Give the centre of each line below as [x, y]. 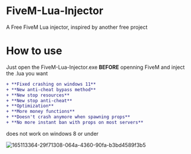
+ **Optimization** [30, 106]
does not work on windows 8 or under [52, 133]
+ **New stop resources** [38, 95]
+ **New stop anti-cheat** [39, 101]
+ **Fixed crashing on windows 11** [51, 84]
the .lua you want [27, 73]
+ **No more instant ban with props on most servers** [75, 122]
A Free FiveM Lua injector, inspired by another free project [77, 27]
